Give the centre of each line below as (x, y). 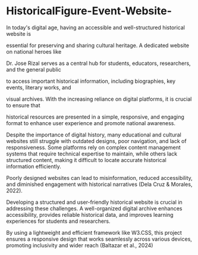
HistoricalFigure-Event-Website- (89, 11)
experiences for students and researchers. (58, 221)
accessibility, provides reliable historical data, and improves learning (90, 214)
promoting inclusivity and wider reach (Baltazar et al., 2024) (80, 245)
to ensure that (23, 105)
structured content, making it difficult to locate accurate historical (86, 160)
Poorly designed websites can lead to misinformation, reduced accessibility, (100, 178)
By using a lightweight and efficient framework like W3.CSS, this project (94, 232)
